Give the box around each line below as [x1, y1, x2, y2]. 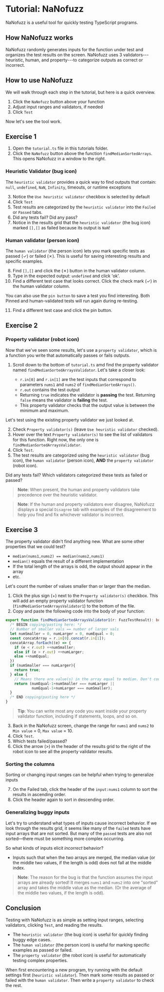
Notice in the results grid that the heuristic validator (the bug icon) [12, 219, 151, 225]
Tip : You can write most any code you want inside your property [17, 708, 146, 714]
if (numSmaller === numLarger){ [10, 663, 76, 668]
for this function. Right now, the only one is [12, 437, 99, 442]
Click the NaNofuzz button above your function [12, 98, 105, 104]
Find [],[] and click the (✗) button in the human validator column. [12, 267, 146, 273]
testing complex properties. [12, 957, 68, 963]
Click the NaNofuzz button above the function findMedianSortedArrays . [12, 151, 153, 156]
